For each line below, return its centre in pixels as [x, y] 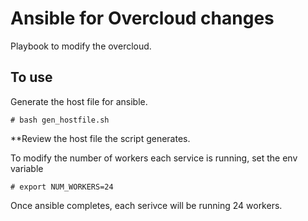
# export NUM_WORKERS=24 [62, 187]
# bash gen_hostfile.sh [60, 120]
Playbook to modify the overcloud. [81, 46]
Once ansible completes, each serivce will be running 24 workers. [146, 205]
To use [31, 77]
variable [27, 168]
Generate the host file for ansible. [79, 101]
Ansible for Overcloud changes [142, 18]
